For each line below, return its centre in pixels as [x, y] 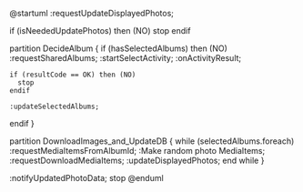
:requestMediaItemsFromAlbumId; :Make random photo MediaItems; [137, 151]
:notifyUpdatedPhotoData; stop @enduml [86, 178]
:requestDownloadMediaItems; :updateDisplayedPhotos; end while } [137, 160]
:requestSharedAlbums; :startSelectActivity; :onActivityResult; [126, 58]
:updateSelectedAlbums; [55, 106]
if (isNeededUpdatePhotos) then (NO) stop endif [100, 30]
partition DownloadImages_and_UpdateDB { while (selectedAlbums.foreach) [152, 141]
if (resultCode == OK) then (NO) [73, 75]
